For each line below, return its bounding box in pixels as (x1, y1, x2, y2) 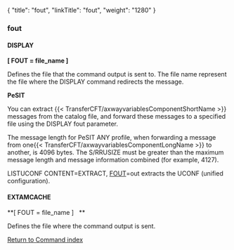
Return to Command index (7, 235, 83, 244)
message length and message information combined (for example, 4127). (7, 156, 219, 164)
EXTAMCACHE (7, 192, 51, 201)
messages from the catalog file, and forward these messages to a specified (7, 112, 226, 121)
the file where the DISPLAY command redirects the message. (7, 77, 184, 86)
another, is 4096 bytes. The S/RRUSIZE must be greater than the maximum (7, 148, 224, 157)
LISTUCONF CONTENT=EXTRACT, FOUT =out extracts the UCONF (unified (7, 169, 223, 178)
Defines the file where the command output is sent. (7, 222, 156, 230)
